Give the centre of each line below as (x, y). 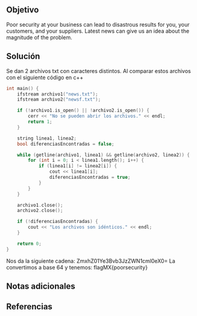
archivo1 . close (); (40, 205)
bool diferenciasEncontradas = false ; (66, 144)
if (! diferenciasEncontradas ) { (58, 222)
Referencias (30, 307)
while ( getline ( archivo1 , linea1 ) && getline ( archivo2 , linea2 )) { (104, 155)
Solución (23, 56)
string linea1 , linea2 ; (47, 138)
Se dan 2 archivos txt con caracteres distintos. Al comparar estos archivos (98, 71)
